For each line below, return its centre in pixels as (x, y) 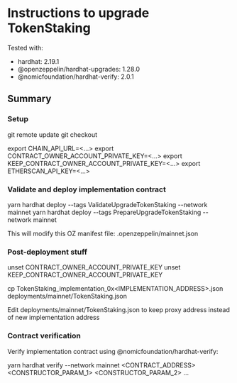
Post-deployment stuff (47, 252)
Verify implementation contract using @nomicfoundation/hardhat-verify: (113, 351)
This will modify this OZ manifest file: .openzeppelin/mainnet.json (103, 233)
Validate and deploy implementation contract (87, 189)
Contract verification (44, 336)
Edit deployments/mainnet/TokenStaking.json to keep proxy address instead (119, 310)
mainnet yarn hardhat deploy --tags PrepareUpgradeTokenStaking (104, 212)
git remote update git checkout (53, 134)
